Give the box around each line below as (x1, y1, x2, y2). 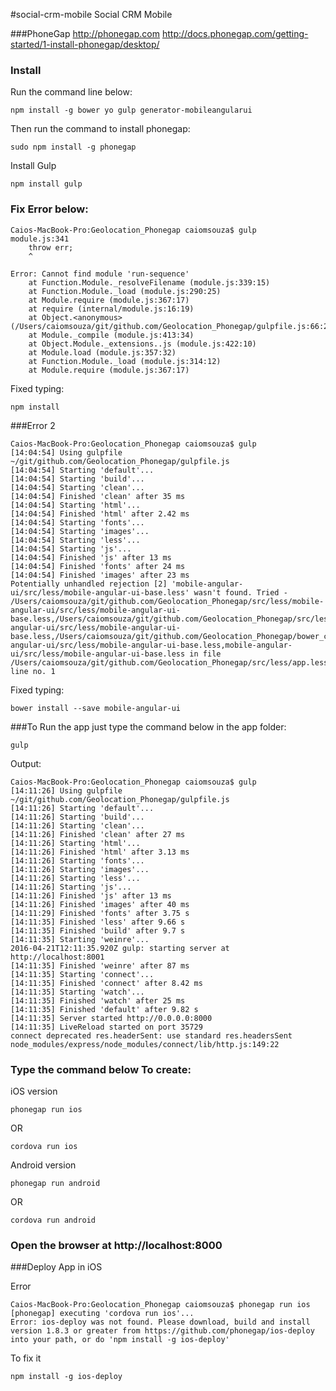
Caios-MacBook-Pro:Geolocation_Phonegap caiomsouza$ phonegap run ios (10, 1300, 311, 1310)
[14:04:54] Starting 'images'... (10, 526, 150, 536)
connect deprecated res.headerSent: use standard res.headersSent (10, 1030, 293, 1041)
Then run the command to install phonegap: (10, 123, 191, 135)
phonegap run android (10, 1178, 101, 1188)
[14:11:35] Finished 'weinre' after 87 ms (10, 960, 190, 971)
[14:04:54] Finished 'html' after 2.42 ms (10, 509, 190, 519)
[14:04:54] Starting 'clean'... (10, 482, 145, 493)
